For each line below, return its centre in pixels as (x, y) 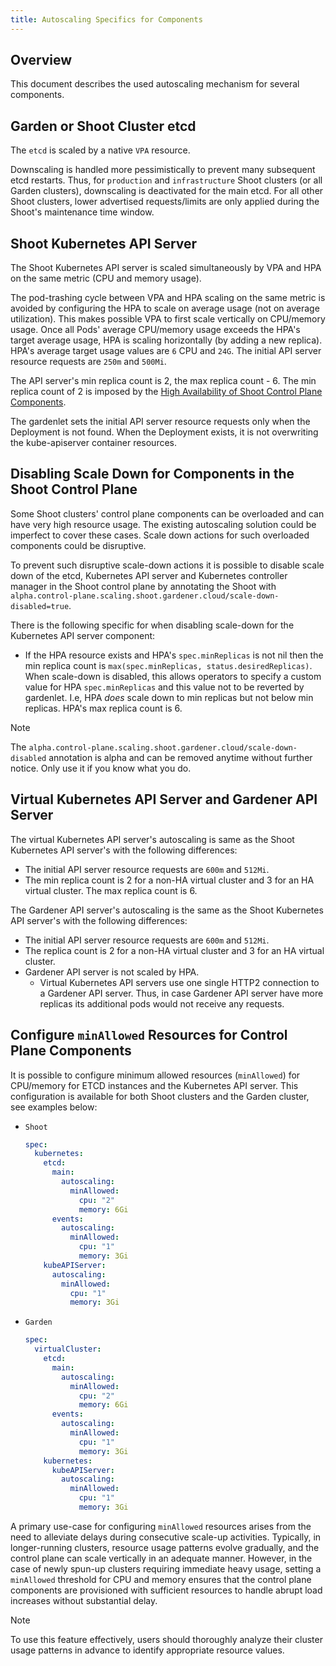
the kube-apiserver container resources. (94, 443)
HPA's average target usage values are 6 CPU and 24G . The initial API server (166, 351)
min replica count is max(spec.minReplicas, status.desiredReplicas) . (168, 665)
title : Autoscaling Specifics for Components (106, 19)
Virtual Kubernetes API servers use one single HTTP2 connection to (179, 982)
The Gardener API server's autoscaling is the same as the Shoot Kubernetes (167, 910)
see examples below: (54, 1107)
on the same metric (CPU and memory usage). (106, 278)
